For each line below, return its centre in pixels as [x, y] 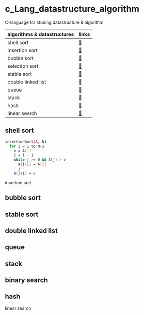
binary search [26, 280]
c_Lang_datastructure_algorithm [72, 9]
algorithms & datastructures [41, 34]
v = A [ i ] [23, 151]
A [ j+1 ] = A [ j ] [32, 164]
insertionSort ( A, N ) [26, 142]
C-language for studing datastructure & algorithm [54, 22]
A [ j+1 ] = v [25, 173]
